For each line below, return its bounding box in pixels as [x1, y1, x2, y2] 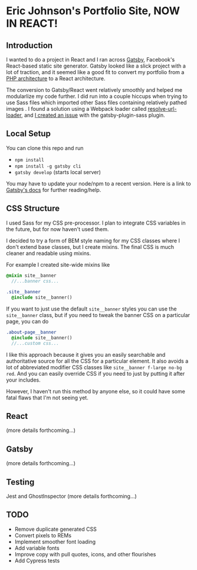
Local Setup [6, 129, 51, 139]
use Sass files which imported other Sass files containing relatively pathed [6, 99, 187, 106]
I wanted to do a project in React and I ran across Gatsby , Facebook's [6, 56, 175, 63]
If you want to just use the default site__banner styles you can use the [6, 305, 177, 312]
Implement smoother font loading [14, 538, 96, 545]
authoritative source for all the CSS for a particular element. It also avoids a [6, 357, 189, 364]
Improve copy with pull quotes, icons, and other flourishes [14, 550, 156, 558]
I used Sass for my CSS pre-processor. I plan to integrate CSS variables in [6, 219, 186, 226]
